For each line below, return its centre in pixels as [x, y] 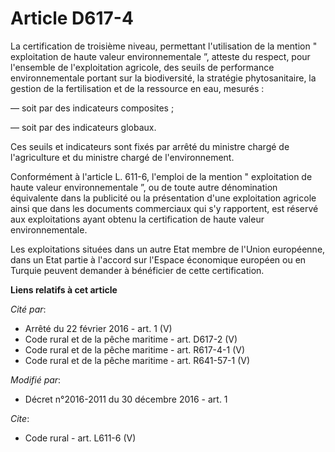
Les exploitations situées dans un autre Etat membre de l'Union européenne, [168, 249]
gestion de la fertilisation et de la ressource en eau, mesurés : [137, 88]
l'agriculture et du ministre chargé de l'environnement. [122, 157]
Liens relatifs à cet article [64, 289]
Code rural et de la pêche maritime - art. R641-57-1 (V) [137, 360]
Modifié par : [36, 379]
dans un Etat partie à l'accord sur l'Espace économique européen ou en [158, 259]
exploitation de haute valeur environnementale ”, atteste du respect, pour [160, 56]
